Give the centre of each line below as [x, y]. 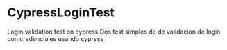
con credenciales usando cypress [56, 38]
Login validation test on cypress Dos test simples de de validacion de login [114, 32]
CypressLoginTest [61, 13]
